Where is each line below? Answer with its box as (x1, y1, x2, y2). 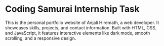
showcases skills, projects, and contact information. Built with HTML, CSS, (5, 24, 157, 30)
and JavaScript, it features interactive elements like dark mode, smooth (5, 30, 150, 36)
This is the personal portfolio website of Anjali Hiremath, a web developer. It (5, 20, 159, 25)
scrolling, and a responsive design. (5, 35, 76, 41)
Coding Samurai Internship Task (5, 3, 140, 15)
